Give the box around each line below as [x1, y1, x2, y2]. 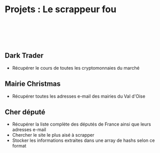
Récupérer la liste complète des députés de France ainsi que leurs [12, 121, 151, 128]
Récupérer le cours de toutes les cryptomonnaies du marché [12, 65, 140, 71]
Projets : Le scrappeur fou [5, 4, 117, 15]
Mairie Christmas [5, 80, 61, 88]
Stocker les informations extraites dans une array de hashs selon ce [12, 137, 155, 143]
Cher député [5, 108, 45, 116]
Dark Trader [5, 51, 44, 60]
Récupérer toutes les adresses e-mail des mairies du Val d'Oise [12, 93, 146, 99]
